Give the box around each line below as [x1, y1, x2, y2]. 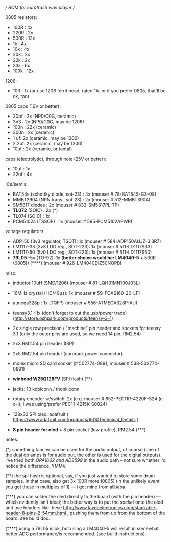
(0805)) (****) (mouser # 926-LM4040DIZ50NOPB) [12, 260, 122, 266]
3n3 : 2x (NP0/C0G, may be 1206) [12, 119, 84, 125]
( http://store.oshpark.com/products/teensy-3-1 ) [12, 315, 113, 321]
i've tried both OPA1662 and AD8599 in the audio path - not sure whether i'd [5, 457, 166, 463]
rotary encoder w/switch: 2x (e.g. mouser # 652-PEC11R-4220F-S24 [12, 396, 157, 402]
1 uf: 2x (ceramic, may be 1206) [12, 135, 79, 141]
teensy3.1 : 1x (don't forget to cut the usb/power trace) [12, 310, 127, 316]
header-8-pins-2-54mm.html [5, 510, 66, 516]
